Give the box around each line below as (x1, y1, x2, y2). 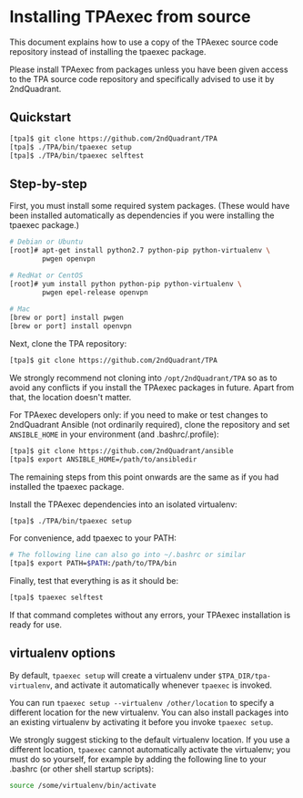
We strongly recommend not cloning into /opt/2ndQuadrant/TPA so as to (9, 372, 278, 383)
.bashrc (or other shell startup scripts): (9, 763, 155, 774)
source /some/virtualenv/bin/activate (9, 781, 157, 790)
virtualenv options (9, 646, 116, 661)
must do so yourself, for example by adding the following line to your (9, 753, 267, 764)
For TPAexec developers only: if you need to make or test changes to (9, 409, 268, 420)
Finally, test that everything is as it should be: (9, 575, 179, 586)
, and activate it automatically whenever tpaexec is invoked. (49, 679, 273, 690)
